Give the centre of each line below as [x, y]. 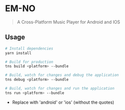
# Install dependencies [29, 48]
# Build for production [29, 62]
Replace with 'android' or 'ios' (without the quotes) [63, 102]
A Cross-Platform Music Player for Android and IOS [69, 22]
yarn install [18, 53]
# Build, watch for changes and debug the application [62, 75]
